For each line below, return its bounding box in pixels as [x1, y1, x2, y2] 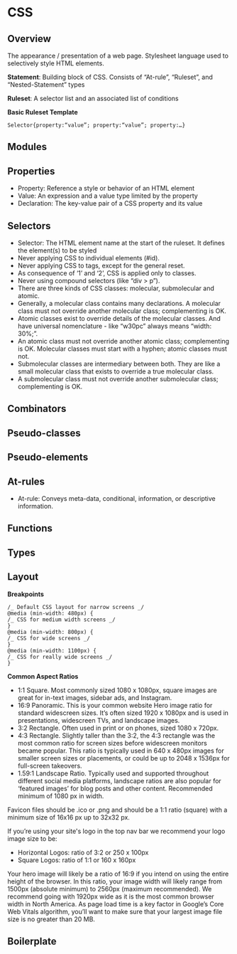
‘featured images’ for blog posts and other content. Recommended [17, 784, 213, 793]
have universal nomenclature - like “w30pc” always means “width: [17, 322, 211, 331]
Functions [7, 522, 53, 534]
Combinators [7, 403, 67, 415]
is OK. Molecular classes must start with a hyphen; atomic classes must [17, 344, 227, 353]
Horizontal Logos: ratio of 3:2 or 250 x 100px [17, 848, 149, 857]
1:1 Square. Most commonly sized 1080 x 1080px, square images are [17, 686, 218, 694]
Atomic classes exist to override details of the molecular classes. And [17, 314, 221, 323]
